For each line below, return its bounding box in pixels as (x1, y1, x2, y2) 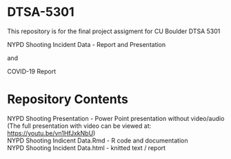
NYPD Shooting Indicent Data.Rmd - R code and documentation (7, 136, 188, 144)
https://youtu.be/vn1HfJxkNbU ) (7, 129, 96, 137)
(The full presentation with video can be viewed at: (7, 122, 152, 130)
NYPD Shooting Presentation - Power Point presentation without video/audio (7, 114, 225, 122)
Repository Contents (7, 91, 129, 107)
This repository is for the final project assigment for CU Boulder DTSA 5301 (7, 27, 221, 35)
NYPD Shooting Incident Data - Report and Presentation (7, 40, 166, 48)
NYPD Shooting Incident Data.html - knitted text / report (7, 143, 166, 152)
